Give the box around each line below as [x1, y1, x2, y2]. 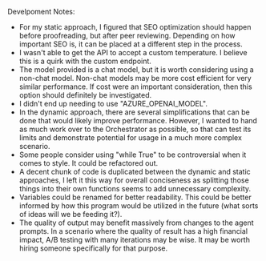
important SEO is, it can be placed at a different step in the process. [18, 39, 244, 49]
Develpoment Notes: [7, 7, 75, 16]
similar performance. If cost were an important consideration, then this [18, 82, 253, 91]
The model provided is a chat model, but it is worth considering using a [18, 65, 254, 74]
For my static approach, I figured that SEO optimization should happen [18, 22, 252, 31]
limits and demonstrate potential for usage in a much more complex [18, 133, 242, 143]
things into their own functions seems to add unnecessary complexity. [18, 184, 252, 193]
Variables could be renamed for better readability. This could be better [18, 192, 252, 202]
